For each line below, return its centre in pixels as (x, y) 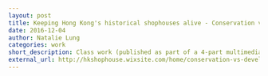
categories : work (37, 45)
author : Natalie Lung (44, 38)
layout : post (30, 15)
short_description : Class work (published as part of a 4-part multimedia (135, 52)
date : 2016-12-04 (37, 30)
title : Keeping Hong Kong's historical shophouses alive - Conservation (132, 23)
